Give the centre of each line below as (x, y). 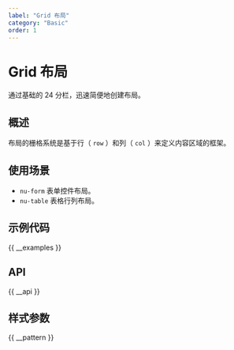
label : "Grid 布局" (39, 15)
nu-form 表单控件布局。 (57, 190)
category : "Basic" (38, 23)
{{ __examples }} (35, 247)
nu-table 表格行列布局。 (59, 200)
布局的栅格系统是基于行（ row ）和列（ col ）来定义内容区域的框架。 (119, 143)
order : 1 (22, 30)
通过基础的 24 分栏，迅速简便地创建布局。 (77, 95)
